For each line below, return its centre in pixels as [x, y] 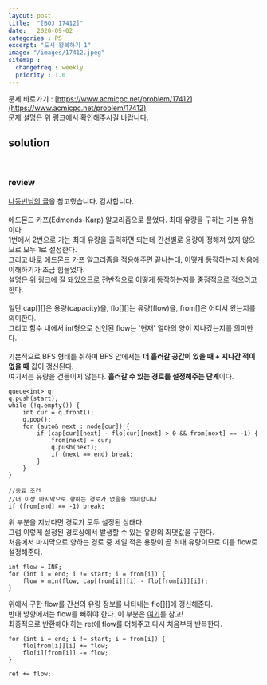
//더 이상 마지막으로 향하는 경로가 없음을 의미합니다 [82, 499]
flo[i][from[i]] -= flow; [66, 653]
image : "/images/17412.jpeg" [57, 53]
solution [29, 143]
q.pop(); [37, 419]
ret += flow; [30, 674]
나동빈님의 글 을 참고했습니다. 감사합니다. [71, 201]
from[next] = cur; [81, 440]
